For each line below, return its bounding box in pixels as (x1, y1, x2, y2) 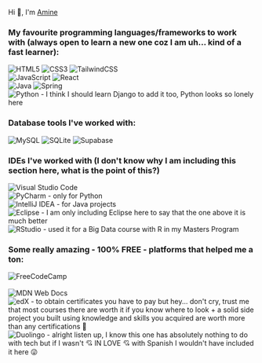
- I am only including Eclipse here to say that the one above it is (41, 207, 246, 217)
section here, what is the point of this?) (8, 165, 160, 176)
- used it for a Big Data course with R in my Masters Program (42, 224, 239, 233)
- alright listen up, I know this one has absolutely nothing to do (46, 330, 249, 339)
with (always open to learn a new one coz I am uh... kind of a (8, 36, 242, 47)
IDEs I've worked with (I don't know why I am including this (8, 155, 237, 166)
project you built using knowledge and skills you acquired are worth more (8, 313, 246, 323)
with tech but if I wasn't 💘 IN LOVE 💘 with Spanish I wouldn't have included (8, 339, 254, 348)
